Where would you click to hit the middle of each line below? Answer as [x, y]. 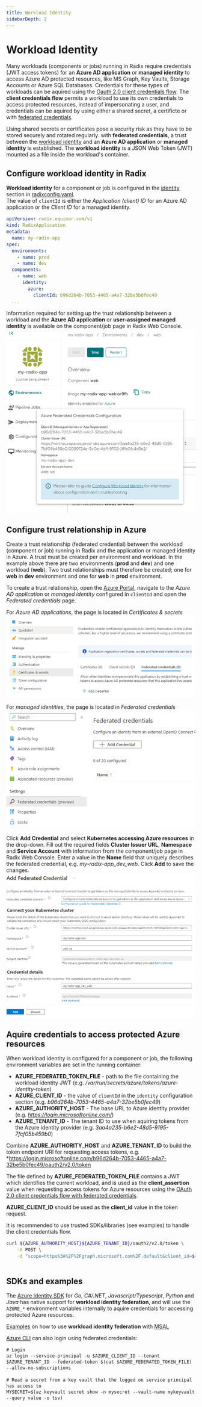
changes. [18, 870]
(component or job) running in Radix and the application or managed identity [101, 550]
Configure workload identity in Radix [76, 174]
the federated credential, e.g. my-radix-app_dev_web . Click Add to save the [100, 864]
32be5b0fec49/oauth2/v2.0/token [49, 1164]
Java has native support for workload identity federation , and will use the [98, 1302]
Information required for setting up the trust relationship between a [89, 313]
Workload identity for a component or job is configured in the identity [93, 188]
